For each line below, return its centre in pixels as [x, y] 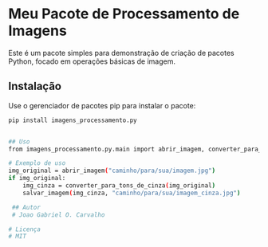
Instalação [35, 86]
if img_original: [37, 178]
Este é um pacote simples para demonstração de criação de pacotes [121, 53]
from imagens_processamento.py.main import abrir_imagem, [106, 149]
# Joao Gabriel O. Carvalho [58, 215]
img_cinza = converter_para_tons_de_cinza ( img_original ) [119, 186]
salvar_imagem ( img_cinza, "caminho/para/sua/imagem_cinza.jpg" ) [132, 193]
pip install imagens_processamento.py [73, 120]
